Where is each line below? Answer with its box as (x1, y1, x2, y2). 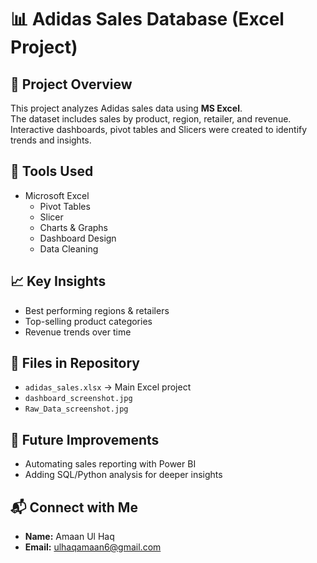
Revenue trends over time (24, 326, 132, 338)
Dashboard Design (39, 232, 117, 244)
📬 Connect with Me (10, 499, 138, 516)
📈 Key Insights (10, 273, 107, 290)
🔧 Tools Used (10, 163, 94, 180)
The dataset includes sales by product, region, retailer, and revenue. (10, 113, 292, 125)
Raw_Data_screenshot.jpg (24, 404, 129, 415)
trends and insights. (10, 134, 92, 146)
